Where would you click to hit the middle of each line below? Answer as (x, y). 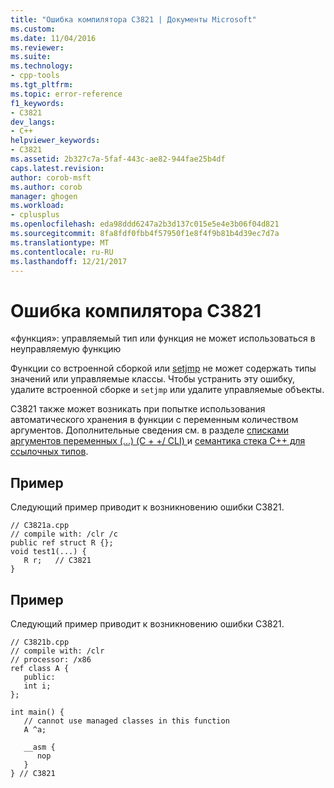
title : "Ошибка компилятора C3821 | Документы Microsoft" (133, 19)
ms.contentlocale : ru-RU (62, 252)
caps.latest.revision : (57, 168)
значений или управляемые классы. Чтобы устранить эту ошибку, (153, 379)
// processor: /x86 (51, 659)
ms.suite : (31, 57)
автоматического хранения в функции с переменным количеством (154, 420)
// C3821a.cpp (40, 526)
